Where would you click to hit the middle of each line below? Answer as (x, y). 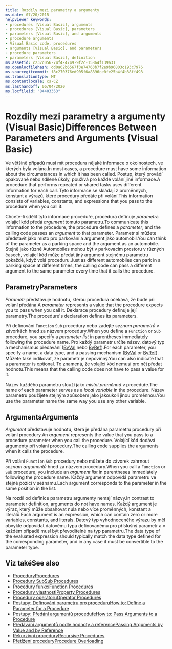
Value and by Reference (38, 630)
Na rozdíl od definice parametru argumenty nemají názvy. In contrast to (80, 498)
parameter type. (22, 547)
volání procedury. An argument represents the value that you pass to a (79, 435)
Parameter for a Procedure (41, 608)
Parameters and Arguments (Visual (82, 138)
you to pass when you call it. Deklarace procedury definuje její (71, 310)
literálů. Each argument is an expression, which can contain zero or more (81, 515)
